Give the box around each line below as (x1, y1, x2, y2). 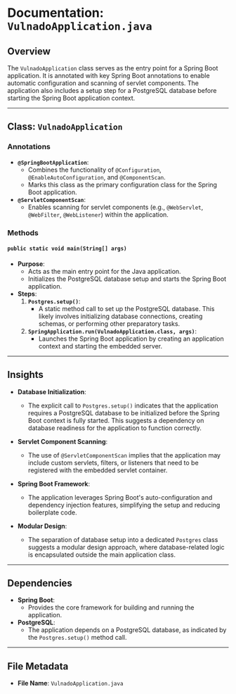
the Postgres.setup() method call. (27, 633, 128, 642)
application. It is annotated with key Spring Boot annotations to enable (7, 72, 210, 80)
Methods (7, 227, 39, 237)
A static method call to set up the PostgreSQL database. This (38, 304, 215, 313)
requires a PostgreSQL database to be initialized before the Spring (27, 408, 220, 417)
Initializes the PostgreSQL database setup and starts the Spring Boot (27, 275, 227, 283)
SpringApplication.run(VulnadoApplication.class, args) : (27, 327, 197, 335)
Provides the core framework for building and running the (27, 603, 195, 612)
